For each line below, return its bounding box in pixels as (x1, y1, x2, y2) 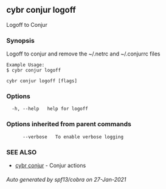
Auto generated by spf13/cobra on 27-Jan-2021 (6, 176, 126, 183)
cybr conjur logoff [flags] (6, 78, 78, 84)
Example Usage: (6, 62, 45, 68)
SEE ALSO (6, 148, 37, 156)
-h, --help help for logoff (12, 106, 88, 112)
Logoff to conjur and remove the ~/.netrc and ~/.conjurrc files (6, 50, 161, 57)
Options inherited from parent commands (6, 120, 132, 129)
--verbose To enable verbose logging (22, 134, 123, 140)
